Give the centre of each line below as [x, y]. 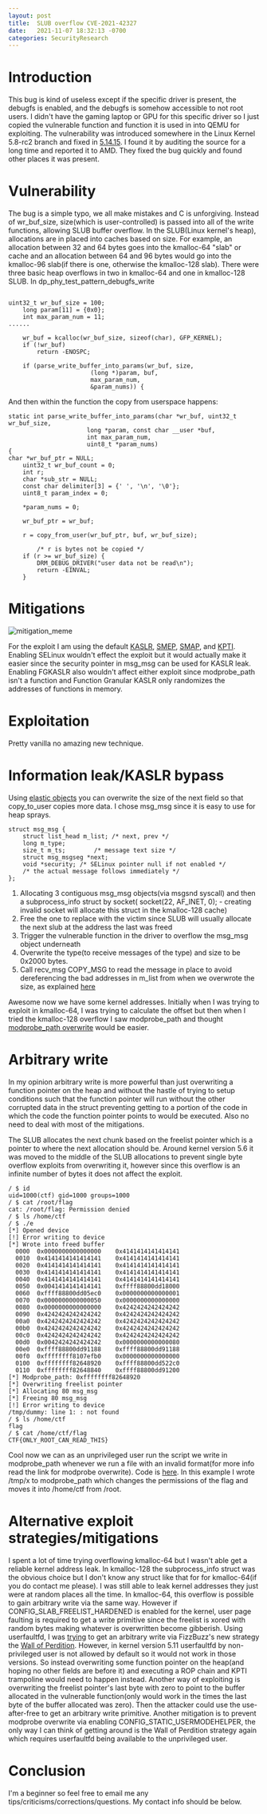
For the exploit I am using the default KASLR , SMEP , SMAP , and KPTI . [122, 646]
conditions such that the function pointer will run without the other [117, 1099]
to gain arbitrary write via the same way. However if [93, 1602]
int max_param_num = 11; [64, 317]
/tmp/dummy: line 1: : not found [64, 1412]
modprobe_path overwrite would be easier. [79, 1027]
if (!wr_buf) [44, 345]
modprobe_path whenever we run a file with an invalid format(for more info [132, 1463]
